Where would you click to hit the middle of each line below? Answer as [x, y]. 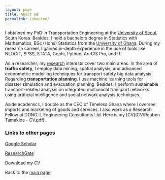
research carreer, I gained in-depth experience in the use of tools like [75, 49]
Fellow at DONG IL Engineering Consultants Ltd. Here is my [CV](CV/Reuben [82, 115]
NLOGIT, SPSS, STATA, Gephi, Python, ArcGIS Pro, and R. [63, 54]
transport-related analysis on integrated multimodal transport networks [77, 90]
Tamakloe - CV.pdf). [25, 120]
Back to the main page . [29, 172]
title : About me [22, 14]
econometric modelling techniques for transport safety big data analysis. [79, 74]
